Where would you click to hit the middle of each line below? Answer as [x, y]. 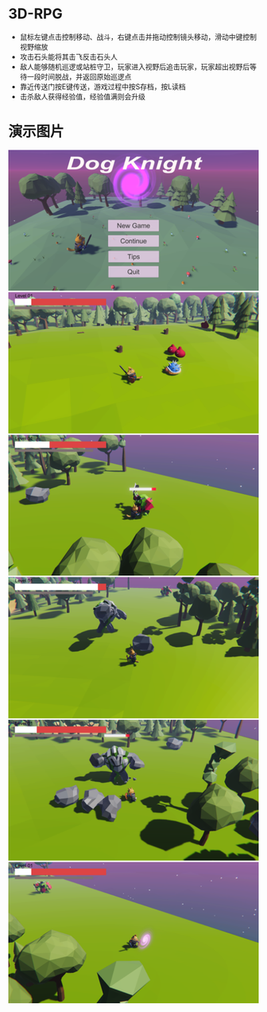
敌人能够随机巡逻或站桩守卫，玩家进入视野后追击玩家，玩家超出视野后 [135, 66]
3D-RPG [35, 14]
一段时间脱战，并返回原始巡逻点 [79, 76]
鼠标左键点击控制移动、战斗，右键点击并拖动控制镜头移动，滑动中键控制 [138, 37]
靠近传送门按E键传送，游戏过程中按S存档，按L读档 [103, 86]
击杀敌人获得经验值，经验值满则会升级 [82, 96]
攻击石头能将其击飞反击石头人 [68, 56]
